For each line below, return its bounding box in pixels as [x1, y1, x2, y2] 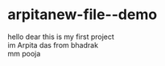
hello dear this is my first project [7, 32, 114, 41]
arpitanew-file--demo [7, 6, 158, 24]
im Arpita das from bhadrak [7, 40, 98, 49]
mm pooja [7, 49, 41, 58]
